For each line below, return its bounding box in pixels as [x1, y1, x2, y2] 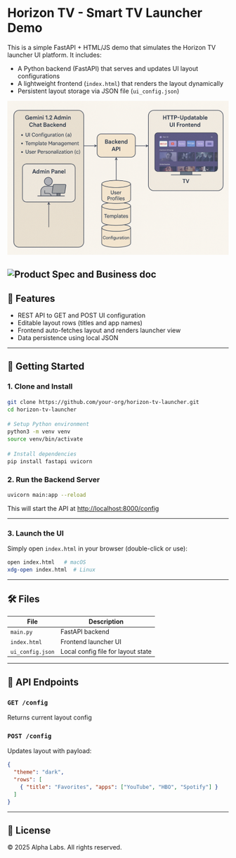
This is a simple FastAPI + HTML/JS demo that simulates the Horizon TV [7, 43, 216, 51]
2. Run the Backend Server [7, 474, 100, 484]
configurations [17, 72, 60, 80]
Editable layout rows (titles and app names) [17, 319, 143, 327]
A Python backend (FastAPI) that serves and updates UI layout [17, 64, 199, 72]
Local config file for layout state [60, 647, 152, 655]
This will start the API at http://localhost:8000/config [7, 504, 159, 512]
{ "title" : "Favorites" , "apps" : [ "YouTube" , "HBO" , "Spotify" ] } [20, 783, 218, 791]
